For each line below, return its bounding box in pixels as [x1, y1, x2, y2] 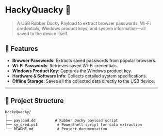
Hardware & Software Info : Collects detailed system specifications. [12, 73, 147, 79]
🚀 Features [5, 45, 38, 53]
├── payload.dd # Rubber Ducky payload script [5, 118, 118, 123]
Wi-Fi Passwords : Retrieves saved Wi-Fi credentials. [12, 62, 118, 68]
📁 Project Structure [5, 97, 64, 105]
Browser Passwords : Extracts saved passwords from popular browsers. [12, 58, 157, 63]
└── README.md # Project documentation [5, 126, 108, 131]
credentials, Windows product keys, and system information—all [16, 25, 146, 31]
